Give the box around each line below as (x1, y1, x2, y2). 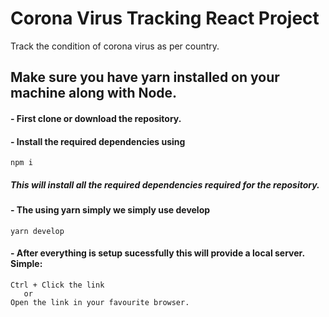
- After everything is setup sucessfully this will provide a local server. (10, 247, 305, 259)
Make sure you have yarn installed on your (10, 69, 280, 86)
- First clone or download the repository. (10, 112, 182, 124)
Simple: (10, 258, 43, 270)
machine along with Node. (10, 85, 178, 102)
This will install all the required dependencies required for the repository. (10, 178, 320, 191)
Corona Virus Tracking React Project (10, 7, 320, 30)
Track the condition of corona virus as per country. (10, 40, 220, 52)
